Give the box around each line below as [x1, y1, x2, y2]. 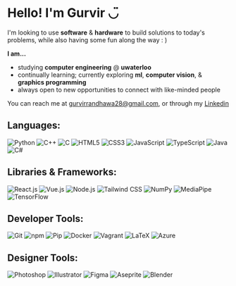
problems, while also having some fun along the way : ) [7, 35, 168, 44]
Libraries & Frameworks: [7, 166, 117, 178]
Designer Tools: [7, 251, 79, 263]
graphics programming [17, 77, 87, 86]
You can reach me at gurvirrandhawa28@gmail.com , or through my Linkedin [7, 99, 229, 107]
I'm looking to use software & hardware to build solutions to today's [7, 28, 206, 37]
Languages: [7, 120, 61, 132]
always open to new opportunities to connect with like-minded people [17, 85, 221, 94]
